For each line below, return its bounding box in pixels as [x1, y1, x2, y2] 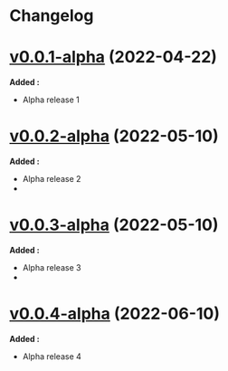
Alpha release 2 [22, 174, 81, 185]
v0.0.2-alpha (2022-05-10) [9, 126, 219, 147]
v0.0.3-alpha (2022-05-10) [9, 214, 219, 235]
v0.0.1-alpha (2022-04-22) [9, 47, 217, 68]
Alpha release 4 [22, 350, 81, 362]
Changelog [9, 5, 94, 26]
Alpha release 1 [22, 94, 80, 105]
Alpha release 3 [22, 262, 81, 272]
